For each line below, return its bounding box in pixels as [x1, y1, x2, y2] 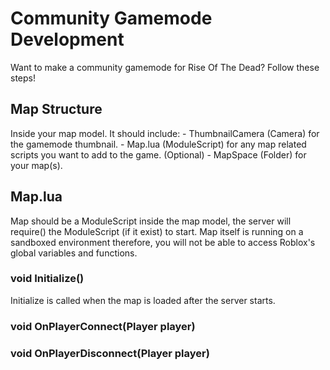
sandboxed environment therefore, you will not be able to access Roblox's [10, 236, 316, 248]
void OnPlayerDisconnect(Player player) [10, 346, 210, 360]
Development [10, 28, 125, 51]
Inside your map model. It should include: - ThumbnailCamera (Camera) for [10, 127, 320, 139]
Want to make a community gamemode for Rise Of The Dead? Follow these [10, 61, 320, 73]
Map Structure [10, 101, 103, 118]
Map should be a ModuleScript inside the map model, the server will [10, 215, 292, 227]
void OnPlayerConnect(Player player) [10, 319, 196, 333]
